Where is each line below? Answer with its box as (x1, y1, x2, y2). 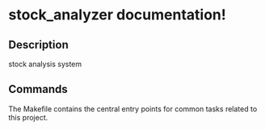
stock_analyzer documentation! (8, 6, 226, 24)
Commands (8, 82, 69, 96)
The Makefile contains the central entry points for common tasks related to (8, 103, 258, 114)
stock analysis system (8, 59, 82, 69)
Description (8, 38, 69, 52)
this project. (8, 112, 48, 122)
